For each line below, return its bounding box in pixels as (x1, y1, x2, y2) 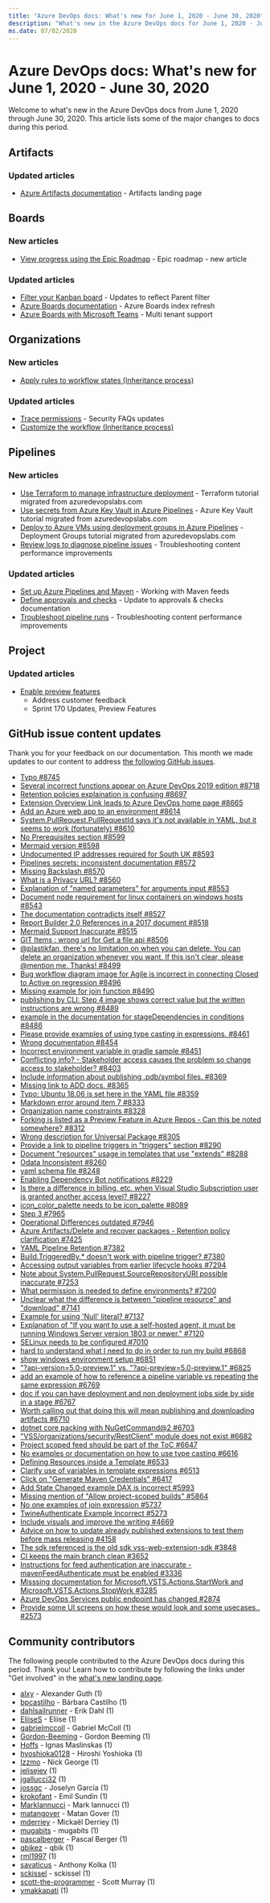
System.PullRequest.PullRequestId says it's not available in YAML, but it (19, 815, 257, 825)
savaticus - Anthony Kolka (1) (19, 1860, 117, 1870)
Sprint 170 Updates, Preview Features (31, 703, 157, 713)
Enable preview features (19, 686, 100, 696)
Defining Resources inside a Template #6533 (19, 1457, 170, 1467)
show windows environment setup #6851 (19, 1354, 157, 1364)
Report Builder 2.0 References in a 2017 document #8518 (19, 918, 209, 927)
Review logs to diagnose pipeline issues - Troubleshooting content (19, 539, 241, 549)
